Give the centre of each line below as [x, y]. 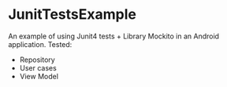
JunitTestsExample [72, 14]
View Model [39, 76]
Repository [37, 60]
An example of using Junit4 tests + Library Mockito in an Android [113, 36]
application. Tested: [40, 44]
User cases [38, 67]
